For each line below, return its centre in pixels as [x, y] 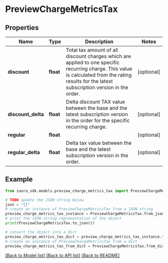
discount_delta [26, 114]
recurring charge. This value [99, 69]
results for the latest [89, 81]
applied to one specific [93, 62]
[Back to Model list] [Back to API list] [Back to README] [62, 256]
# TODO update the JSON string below [44, 200]
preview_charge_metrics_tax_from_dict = [48, 246]
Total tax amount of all [92, 50]
